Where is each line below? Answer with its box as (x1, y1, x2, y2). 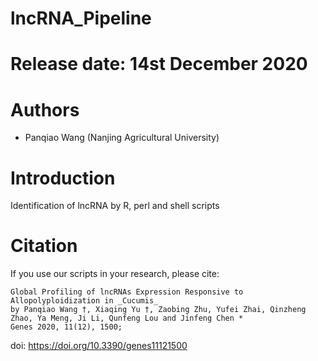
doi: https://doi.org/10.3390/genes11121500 (10, 340, 188, 352)
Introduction (10, 167, 116, 189)
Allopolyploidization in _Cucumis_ (10, 296, 159, 306)
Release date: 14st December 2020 (10, 53, 308, 76)
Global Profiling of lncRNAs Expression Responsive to (10, 287, 244, 297)
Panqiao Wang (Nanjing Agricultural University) (24, 132, 220, 144)
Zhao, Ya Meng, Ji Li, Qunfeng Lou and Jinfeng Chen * (10, 313, 244, 324)
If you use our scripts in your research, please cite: (10, 268, 220, 280)
